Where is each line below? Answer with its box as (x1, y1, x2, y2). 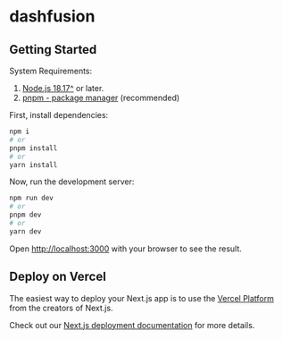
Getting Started (9, 42, 97, 57)
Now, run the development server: (9, 176, 135, 187)
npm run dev (9, 194, 54, 203)
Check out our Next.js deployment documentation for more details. (9, 319, 255, 330)
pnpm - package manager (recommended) (21, 92, 180, 103)
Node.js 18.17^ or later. (21, 83, 104, 93)
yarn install (9, 160, 58, 169)
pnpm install (9, 143, 58, 153)
